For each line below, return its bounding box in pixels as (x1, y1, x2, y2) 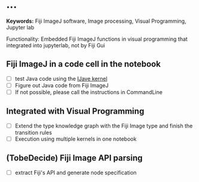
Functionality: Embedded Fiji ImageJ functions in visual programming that (6, 35, 188, 43)
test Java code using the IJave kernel (14, 75, 108, 82)
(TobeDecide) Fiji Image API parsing (6, 153, 143, 163)
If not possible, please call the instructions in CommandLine (14, 88, 163, 96)
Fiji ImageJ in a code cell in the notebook (6, 59, 161, 69)
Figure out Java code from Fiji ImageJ (14, 81, 109, 89)
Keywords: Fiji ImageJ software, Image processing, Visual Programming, (6, 17, 187, 25)
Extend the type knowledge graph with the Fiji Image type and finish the (14, 122, 193, 129)
